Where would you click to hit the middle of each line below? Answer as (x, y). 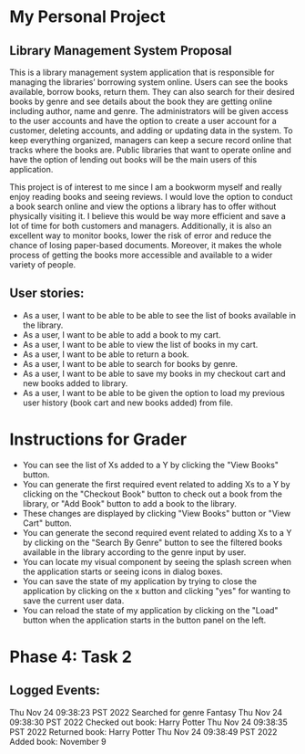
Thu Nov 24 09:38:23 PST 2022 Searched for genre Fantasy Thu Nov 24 (146, 712)
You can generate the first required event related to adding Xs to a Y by (156, 484)
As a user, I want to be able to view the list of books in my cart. (140, 344)
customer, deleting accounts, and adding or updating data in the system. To (151, 131)
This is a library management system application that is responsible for (142, 72)
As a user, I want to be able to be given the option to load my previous (153, 393)
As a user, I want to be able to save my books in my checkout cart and (154, 373)
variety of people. (43, 265)
